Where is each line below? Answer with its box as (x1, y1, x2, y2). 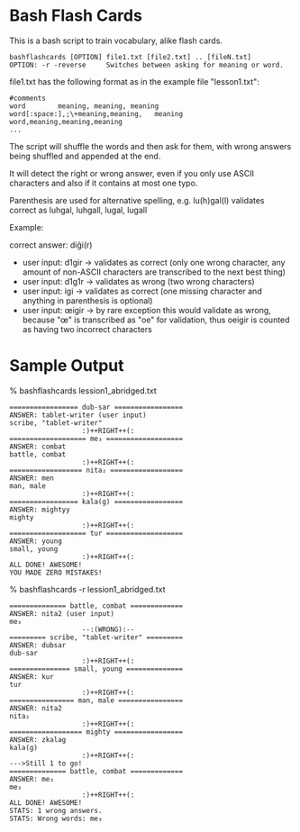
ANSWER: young (9, 537, 63, 546)
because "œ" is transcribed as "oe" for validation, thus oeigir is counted (22, 314, 290, 325)
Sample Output (9, 356, 124, 376)
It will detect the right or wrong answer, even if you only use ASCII (9, 167, 255, 178)
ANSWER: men (9, 474, 54, 483)
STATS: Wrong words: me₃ (9, 814, 103, 823)
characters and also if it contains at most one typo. (9, 177, 198, 188)
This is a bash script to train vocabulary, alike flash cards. (9, 35, 223, 46)
